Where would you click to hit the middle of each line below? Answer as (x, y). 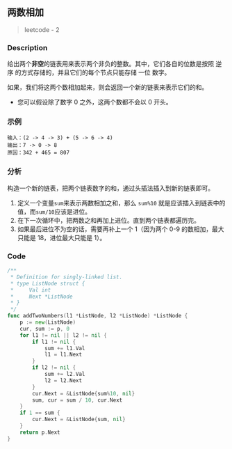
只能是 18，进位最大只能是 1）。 (61, 237)
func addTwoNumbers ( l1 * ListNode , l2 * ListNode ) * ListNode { (98, 316)
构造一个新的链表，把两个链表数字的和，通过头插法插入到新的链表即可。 (110, 188)
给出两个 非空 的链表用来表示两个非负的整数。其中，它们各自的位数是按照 (110, 64)
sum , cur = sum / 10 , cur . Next (77, 400)
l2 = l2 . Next (63, 380)
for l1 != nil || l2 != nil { (64, 335)
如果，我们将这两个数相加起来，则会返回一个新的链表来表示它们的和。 (108, 87)
